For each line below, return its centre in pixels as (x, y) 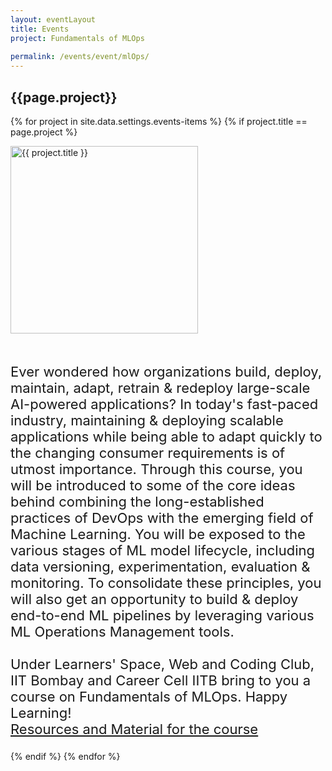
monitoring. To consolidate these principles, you (166, 582)
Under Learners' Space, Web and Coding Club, (162, 664)
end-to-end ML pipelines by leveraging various (162, 615)
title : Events (40, 29)
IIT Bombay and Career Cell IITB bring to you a (161, 680)
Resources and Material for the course (134, 729)
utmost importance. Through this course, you (156, 469)
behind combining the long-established (137, 501)
